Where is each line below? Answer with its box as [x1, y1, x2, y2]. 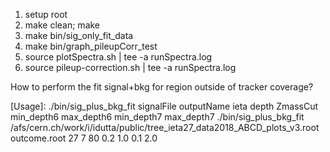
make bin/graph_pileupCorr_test [24, 40, 158, 52]
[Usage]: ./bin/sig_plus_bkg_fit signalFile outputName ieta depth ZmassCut [10, 100, 319, 112]
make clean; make [24, 19, 101, 31]
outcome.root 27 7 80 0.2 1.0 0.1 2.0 [10, 132, 158, 144]
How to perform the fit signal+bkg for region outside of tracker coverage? [10, 81, 314, 93]
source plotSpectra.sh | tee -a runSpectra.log [24, 51, 213, 63]
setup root [24, 9, 68, 20]
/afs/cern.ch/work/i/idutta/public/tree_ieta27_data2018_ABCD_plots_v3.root [10, 122, 320, 133]
